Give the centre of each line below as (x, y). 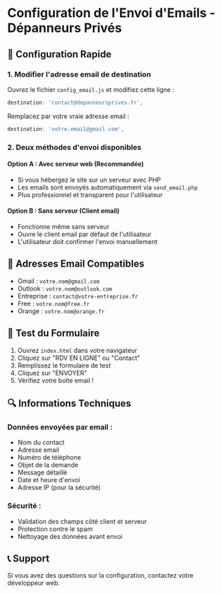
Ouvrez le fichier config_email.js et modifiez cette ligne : (91, 89)
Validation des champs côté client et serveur (82, 521)
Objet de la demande (48, 465)
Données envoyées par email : (60, 427)
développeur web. (33, 583)
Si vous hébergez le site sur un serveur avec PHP (89, 180)
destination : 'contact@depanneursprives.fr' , (75, 103)
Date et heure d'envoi (49, 480)
